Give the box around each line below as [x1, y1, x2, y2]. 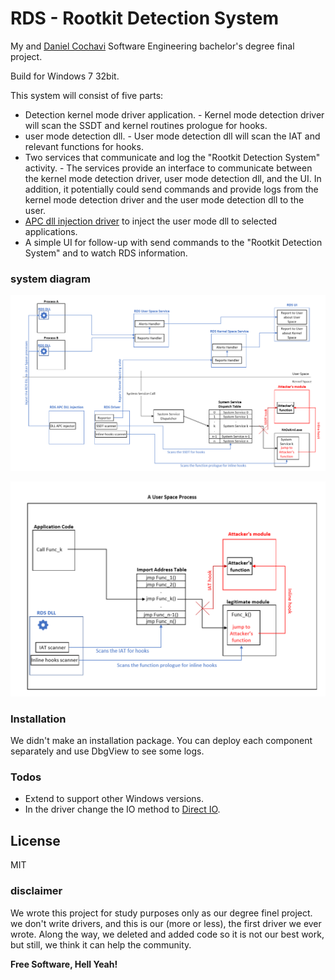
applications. [24, 225, 78, 237]
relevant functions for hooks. [24, 140, 144, 152]
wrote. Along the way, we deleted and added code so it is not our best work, [10, 928, 325, 940]
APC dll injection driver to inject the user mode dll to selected [24, 215, 278, 227]
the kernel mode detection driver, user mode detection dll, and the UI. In [24, 172, 322, 184]
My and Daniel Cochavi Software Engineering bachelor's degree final [10, 40, 295, 52]
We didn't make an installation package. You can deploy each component [10, 735, 313, 747]
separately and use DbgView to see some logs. [10, 745, 205, 757]
